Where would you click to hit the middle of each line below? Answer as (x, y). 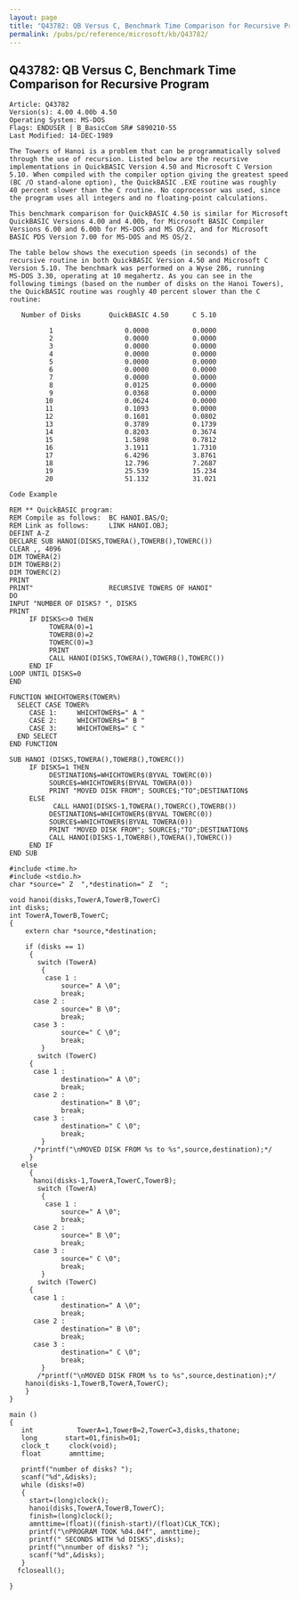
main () (24, 1415)
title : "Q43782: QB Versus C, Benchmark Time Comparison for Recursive (145, 26)
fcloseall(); (41, 1571)
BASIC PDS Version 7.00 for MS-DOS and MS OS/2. (101, 237)
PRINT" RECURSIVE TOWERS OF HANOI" (111, 588)
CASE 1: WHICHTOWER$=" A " (87, 713)
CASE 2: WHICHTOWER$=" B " (87, 721)
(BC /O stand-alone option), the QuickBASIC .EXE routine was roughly (143, 183)
